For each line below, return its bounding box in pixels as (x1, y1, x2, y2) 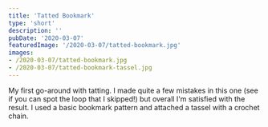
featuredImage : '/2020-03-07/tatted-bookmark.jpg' (8, 42, 181, 50)
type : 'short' (8, 19, 56, 27)
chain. (8, 111, 29, 121)
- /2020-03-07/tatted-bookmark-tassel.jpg (8, 64, 152, 72)
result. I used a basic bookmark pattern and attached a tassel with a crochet (8, 102, 260, 112)
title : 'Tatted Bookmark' (8, 11, 95, 20)
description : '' (8, 26, 63, 34)
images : (8, 49, 35, 57)
